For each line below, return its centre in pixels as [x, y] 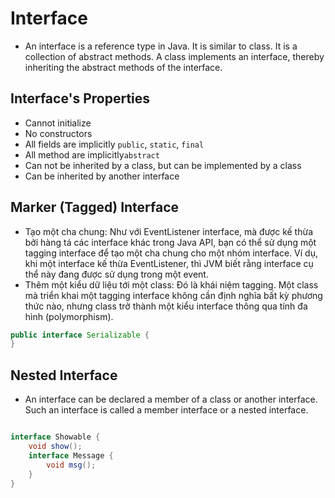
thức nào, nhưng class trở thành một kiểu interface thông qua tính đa [166, 306]
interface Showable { [55, 437]
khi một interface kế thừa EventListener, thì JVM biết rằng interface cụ [169, 263]
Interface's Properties [80, 98]
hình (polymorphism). [69, 316]
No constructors [58, 133]
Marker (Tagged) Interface [95, 207]
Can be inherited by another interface [102, 176]
